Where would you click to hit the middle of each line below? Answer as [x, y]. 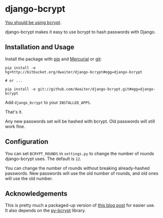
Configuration [27, 142]
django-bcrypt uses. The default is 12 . [43, 159]
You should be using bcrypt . [33, 22]
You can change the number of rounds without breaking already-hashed [77, 168]
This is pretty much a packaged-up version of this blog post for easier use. [80, 205]
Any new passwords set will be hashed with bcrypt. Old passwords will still [80, 121]
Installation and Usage [40, 47]
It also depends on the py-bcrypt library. [45, 211]
